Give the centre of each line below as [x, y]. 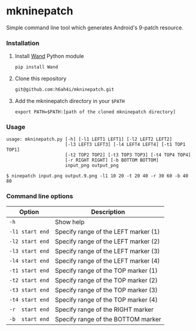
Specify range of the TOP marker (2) [106, 280]
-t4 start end [29, 300]
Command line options [40, 196]
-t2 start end [29, 280]
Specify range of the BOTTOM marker [108, 319]
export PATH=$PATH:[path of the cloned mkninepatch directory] [95, 112]
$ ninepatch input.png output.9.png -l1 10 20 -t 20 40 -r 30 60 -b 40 [97, 176]
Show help [70, 221]
